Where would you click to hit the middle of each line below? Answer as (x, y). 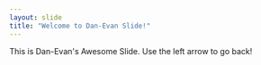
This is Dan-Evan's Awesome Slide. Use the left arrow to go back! (131, 51)
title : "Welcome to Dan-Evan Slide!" (80, 26)
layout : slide (36, 17)
